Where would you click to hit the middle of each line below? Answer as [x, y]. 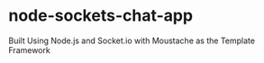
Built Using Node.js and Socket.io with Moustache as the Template [132, 40]
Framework [29, 49]
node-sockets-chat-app [101, 16]
